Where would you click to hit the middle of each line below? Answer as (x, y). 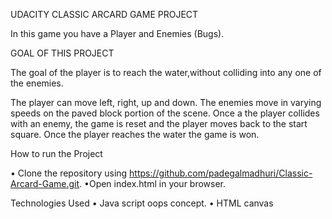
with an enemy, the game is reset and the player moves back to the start (159, 123)
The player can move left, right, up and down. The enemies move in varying (166, 102)
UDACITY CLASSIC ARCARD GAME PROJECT (104, 14)
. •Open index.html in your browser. (153, 183)
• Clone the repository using (69, 173)
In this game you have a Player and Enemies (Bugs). (117, 33)
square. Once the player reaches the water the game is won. (135, 134)
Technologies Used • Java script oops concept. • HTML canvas (142, 203)
